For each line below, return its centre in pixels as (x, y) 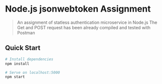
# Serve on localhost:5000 (33, 72)
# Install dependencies (29, 59)
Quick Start (23, 48)
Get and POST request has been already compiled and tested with (84, 27)
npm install (17, 64)
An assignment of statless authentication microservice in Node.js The (87, 22)
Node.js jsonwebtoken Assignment (78, 9)
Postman (26, 33)
